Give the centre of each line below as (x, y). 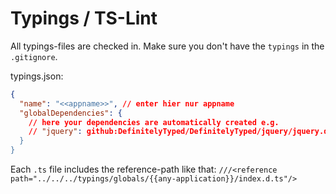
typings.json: (37, 76)
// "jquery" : (55, 132)
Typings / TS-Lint (84, 18)
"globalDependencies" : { (71, 113)
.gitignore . (34, 56)
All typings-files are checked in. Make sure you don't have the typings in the (167, 46)
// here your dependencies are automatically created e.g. (154, 122)
